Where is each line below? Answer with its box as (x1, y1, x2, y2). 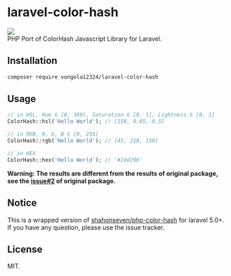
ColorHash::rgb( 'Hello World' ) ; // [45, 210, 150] (7, 138, 159, 145)
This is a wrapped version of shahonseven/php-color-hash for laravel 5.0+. (7, 216, 225, 224)
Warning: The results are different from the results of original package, (7, 169, 218, 178)
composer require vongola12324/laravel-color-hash (7, 73, 159, 81)
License (7, 243, 43, 255)
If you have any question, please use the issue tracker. (7, 223, 165, 232)
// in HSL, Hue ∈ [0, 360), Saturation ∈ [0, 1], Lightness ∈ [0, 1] (7, 112, 216, 119)
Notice (7, 197, 37, 209)
